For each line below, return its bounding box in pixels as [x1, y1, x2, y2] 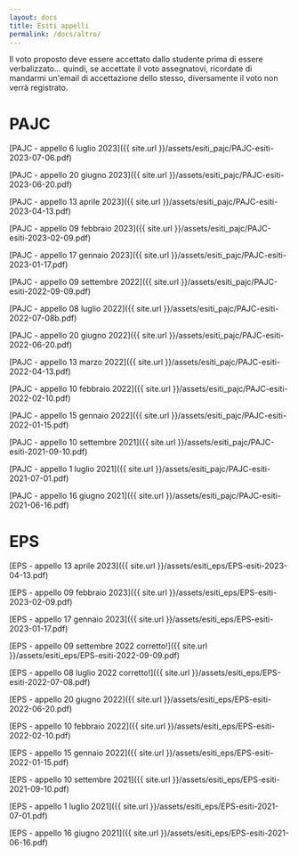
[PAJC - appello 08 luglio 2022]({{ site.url [9, 304, 162, 314]
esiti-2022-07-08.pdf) [9, 677, 91, 688]
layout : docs [9, 12, 58, 22]
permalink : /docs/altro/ [9, 29, 101, 38]
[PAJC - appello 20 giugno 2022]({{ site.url [9, 330, 167, 341]
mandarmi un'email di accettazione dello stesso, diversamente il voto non [9, 73, 278, 84]
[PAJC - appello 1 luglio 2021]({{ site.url [9, 464, 154, 475]
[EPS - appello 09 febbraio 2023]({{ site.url [9, 587, 167, 598]
